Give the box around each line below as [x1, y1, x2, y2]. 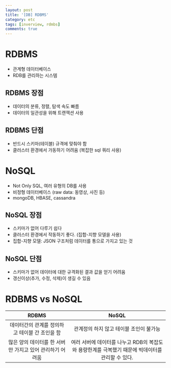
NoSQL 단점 [5, 254, 42, 263]
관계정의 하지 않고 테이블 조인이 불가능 [73, 325, 161, 332]
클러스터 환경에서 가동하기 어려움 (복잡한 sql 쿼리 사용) [12, 146, 122, 153]
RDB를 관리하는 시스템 [12, 72, 58, 79]
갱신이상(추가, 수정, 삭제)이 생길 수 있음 [12, 275, 91, 281]
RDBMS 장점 [5, 89, 44, 97]
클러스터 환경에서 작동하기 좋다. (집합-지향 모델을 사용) [12, 232, 122, 238]
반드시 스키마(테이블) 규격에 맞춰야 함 [12, 140, 87, 146]
